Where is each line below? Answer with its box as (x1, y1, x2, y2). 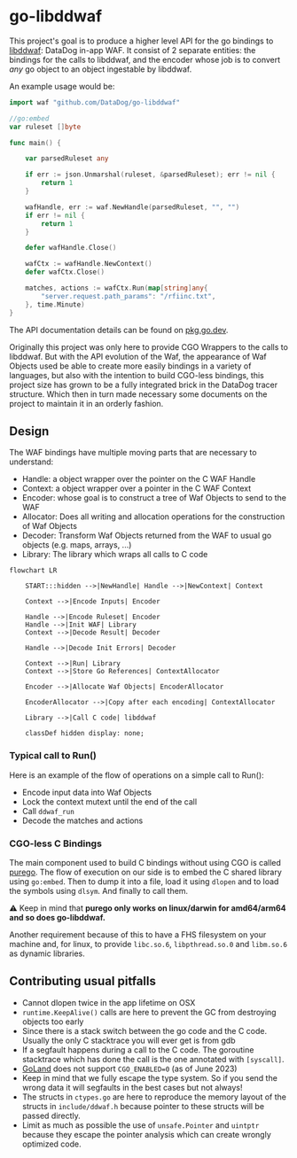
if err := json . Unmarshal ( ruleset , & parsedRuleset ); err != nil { (25, 170, 276, 179)
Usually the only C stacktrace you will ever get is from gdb (21, 1035, 236, 1045)
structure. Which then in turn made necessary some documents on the (9, 388, 268, 400)
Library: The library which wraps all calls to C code (21, 549, 208, 560)
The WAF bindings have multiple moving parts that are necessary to (9, 447, 257, 458)
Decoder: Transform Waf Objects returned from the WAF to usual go (21, 530, 272, 541)
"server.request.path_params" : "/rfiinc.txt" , (41, 291, 216, 300)
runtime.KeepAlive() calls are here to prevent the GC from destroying (21, 1006, 277, 1017)
